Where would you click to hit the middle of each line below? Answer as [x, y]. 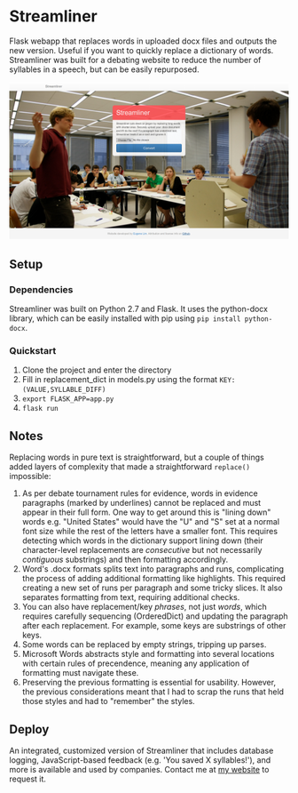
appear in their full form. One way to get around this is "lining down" [146, 512]
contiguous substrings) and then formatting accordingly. [125, 560]
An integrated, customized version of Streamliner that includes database [141, 751]
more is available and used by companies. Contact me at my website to [139, 770]
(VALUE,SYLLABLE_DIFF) [64, 390]
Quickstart [33, 351]
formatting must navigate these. [80, 673]
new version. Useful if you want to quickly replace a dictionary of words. [141, 50]
